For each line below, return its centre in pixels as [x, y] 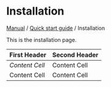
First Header [28, 55]
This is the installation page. [41, 40]
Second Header [75, 55]
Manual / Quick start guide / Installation [56, 28]
